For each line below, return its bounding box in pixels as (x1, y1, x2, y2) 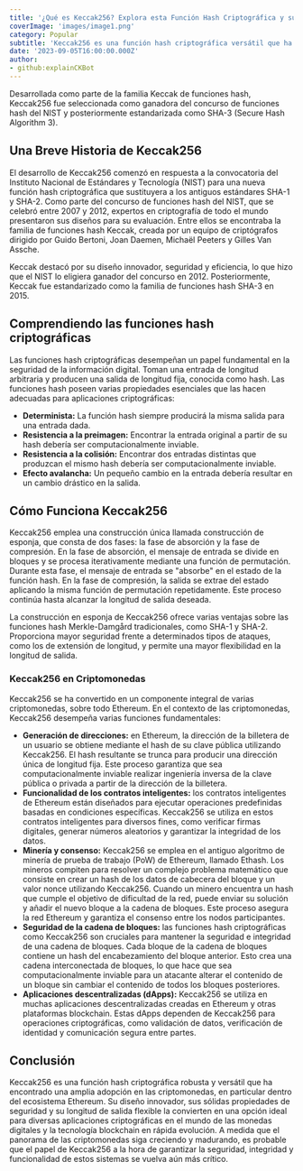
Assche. (9, 244, 40, 254)
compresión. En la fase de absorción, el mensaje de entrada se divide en (9, 547, 280, 558)
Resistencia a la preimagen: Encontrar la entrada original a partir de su (22, 429, 288, 440)
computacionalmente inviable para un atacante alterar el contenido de (22, 969, 283, 980)
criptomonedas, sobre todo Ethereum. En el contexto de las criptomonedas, (9, 703, 290, 714)
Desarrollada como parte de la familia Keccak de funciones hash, (9, 88, 252, 99)
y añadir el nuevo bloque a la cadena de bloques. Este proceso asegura (22, 902, 289, 913)
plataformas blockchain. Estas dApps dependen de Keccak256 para (22, 1008, 276, 1019)
